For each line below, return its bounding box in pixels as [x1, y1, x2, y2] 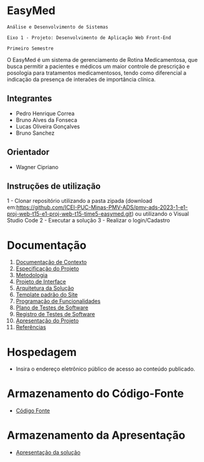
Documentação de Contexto [15, 259, 87, 266]
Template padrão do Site [15, 291, 78, 298]
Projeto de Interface [15, 278, 67, 286]
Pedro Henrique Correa [15, 110, 75, 117]
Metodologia [15, 271, 48, 279]
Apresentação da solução [15, 449, 81, 456]
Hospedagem [7, 345, 77, 359]
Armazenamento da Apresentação [7, 428, 186, 442]
